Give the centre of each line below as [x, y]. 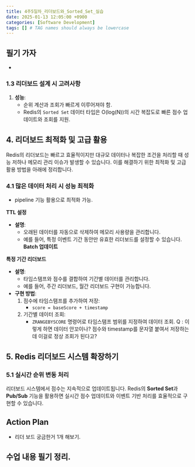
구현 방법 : [25, 294]
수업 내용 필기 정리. [39, 457]
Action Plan [27, 422]
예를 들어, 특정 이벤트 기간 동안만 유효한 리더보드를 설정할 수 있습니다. [102, 239]
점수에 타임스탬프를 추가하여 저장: [62, 301]
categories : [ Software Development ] [51, 22]
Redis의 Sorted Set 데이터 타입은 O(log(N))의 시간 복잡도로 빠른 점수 [102, 112]
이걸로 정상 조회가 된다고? [68, 336]
